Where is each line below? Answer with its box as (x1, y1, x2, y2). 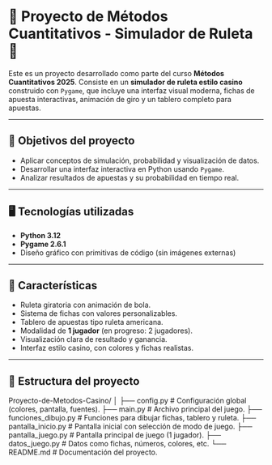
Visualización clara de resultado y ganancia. (19, 335, 168, 344)
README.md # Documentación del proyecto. (8, 447, 158, 457)
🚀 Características (8, 279, 98, 292)
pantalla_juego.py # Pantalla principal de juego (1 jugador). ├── (8, 430, 221, 440)
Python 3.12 (19, 230, 62, 240)
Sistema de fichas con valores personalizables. (19, 309, 178, 318)
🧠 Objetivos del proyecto (8, 134, 135, 148)
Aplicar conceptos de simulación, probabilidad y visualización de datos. (19, 156, 260, 165)
